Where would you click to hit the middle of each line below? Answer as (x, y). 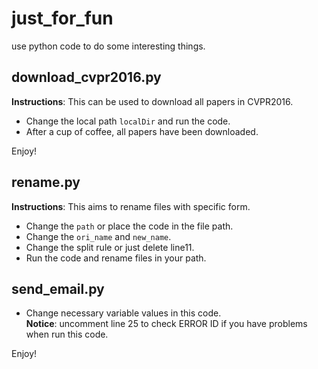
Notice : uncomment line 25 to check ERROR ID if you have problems (166, 324)
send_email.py (58, 288)
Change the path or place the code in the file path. (129, 226)
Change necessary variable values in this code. (123, 313)
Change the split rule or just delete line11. (110, 247)
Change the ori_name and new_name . (98, 236)
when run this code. (67, 334)
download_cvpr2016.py (86, 77)
